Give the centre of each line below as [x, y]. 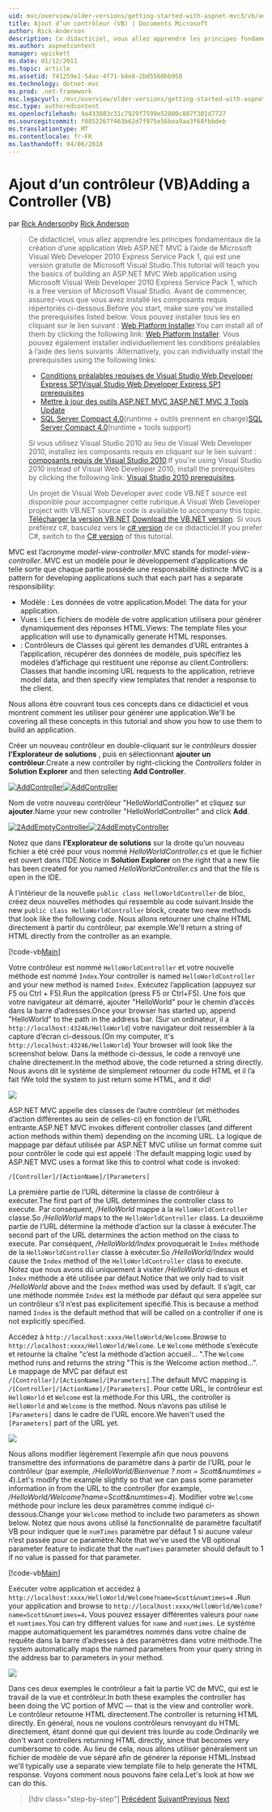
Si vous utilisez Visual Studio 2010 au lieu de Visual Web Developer [140, 443]
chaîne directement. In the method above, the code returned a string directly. [136, 1062]
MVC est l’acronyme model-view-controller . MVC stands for [107, 552]
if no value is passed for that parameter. [75, 1557]
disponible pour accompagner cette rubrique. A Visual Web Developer [144, 502]
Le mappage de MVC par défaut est [68, 1372]
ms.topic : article [39, 69]
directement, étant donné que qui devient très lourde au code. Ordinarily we [134, 1732]
